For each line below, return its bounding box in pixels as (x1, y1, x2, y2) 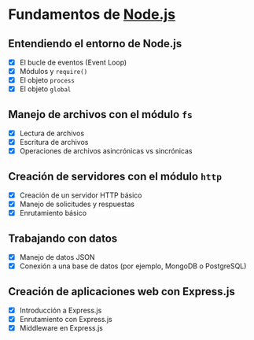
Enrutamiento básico (19, 209, 87, 218)
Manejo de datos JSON (19, 253, 95, 262)
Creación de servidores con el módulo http (8, 169, 223, 183)
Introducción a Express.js (19, 305, 102, 315)
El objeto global (19, 84, 72, 94)
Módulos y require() (19, 67, 88, 76)
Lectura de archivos (19, 128, 85, 139)
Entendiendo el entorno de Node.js (8, 37, 182, 50)
